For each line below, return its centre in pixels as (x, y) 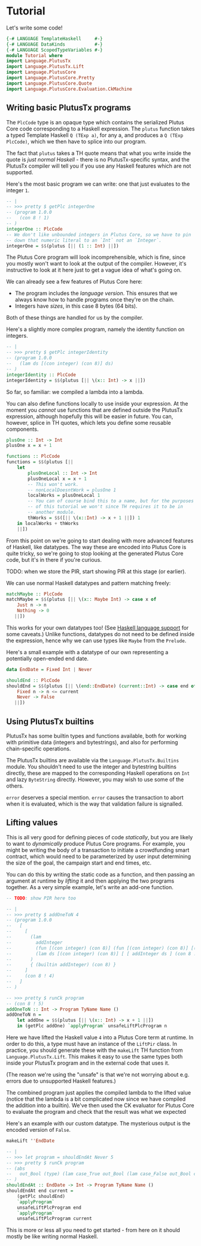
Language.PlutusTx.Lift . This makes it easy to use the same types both (95, 1056)
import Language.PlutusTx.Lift (45, 67)
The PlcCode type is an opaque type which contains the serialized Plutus (95, 122)
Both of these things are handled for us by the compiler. (75, 318)
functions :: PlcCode (33, 457)
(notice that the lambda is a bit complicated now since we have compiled (96, 1099)
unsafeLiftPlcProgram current (55, 1219)
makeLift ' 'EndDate (31, 1141)
